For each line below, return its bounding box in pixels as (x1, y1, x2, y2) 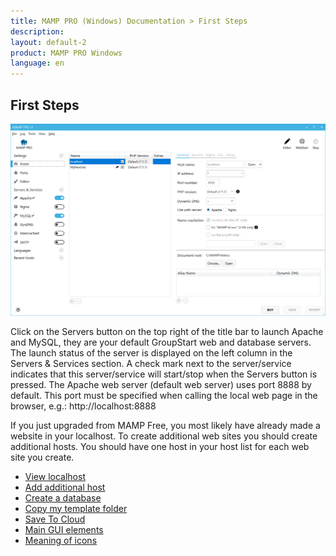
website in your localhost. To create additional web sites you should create (10, 430, 318, 442)
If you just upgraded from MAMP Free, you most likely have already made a (10, 419, 321, 431)
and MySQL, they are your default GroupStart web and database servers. (10, 336, 312, 348)
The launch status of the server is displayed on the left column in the (10, 346, 293, 359)
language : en (10, 58, 65, 69)
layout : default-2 (10, 37, 87, 47)
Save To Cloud (24, 513, 86, 525)
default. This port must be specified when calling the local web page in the (10, 389, 318, 401)
